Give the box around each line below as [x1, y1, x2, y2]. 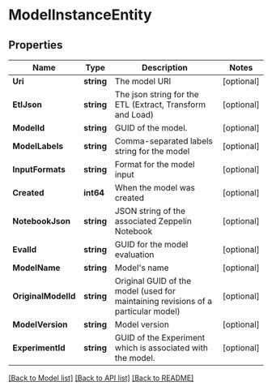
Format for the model [114, 159, 195, 169]
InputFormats [12, 164, 66, 175]
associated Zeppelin [114, 216, 192, 226]
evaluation [114, 249, 155, 260]
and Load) [114, 109, 154, 120]
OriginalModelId [12, 290, 76, 302]
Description [141, 62, 188, 73]
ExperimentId [12, 342, 66, 354]
